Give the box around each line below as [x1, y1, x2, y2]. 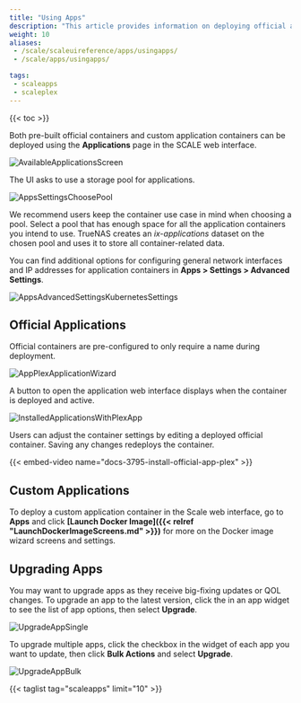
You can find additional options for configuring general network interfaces [9, 255, 283, 266]
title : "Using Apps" [9, 13, 87, 22]
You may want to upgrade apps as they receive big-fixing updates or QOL [9, 585, 281, 596]
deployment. [9, 351, 56, 362]
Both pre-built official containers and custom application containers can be [9, 129, 286, 140]
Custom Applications [9, 482, 130, 498]
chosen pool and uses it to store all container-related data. [9, 237, 226, 248]
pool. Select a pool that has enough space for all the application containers [9, 218, 287, 229]
